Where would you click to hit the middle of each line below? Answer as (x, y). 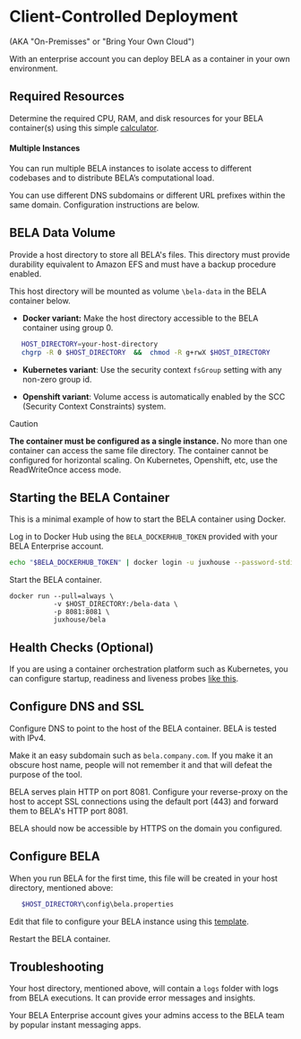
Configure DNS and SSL (77, 707)
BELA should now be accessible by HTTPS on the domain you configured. (146, 828)
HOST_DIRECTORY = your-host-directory (90, 344)
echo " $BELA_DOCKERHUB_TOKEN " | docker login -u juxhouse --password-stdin (154, 563)
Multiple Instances (45, 148)
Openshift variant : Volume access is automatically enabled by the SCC (154, 396)
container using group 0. (68, 327)
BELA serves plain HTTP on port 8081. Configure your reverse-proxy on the (149, 791)
